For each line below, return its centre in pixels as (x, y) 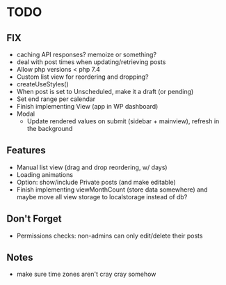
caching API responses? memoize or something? (87, 54)
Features (26, 151)
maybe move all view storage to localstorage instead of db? (102, 197)
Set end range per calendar (56, 99)
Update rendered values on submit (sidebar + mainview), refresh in (123, 121)
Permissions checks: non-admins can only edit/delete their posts (110, 236)
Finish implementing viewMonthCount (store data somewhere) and (112, 190)
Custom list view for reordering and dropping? (82, 77)
